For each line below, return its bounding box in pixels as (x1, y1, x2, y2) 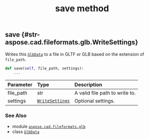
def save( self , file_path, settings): (5, 66, 84, 71)
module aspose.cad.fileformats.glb (12, 123, 85, 129)
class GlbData (12, 128, 40, 135)
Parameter (7, 81, 33, 88)
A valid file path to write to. (74, 90, 136, 96)
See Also (5, 112, 27, 119)
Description (74, 81, 103, 88)
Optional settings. (74, 97, 115, 104)
